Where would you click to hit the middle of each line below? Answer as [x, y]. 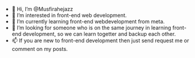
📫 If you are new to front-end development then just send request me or [100, 40]
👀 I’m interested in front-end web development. [69, 15]
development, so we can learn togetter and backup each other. [99, 34]
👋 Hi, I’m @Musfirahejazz [42, 9]
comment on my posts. [40, 49]
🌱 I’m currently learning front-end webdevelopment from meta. [88, 21]
